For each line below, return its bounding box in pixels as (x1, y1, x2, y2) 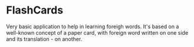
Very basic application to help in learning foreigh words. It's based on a (6, 23, 179, 30)
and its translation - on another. (6, 35, 83, 42)
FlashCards (6, 4, 64, 17)
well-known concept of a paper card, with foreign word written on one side (6, 29, 189, 36)
